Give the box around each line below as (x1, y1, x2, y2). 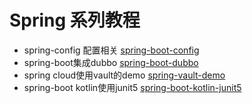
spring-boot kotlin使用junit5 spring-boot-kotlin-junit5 (23, 81, 242, 93)
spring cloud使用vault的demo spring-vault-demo (23, 69, 226, 81)
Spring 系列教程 (9, 9, 141, 32)
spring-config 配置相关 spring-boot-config (23, 44, 200, 56)
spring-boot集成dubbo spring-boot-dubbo (23, 56, 199, 68)
